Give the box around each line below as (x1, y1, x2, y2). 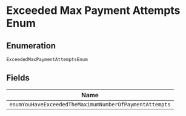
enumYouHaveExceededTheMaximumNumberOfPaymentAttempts (9, 101, 171, 108)
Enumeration (6, 40, 56, 51)
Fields (6, 73, 30, 83)
